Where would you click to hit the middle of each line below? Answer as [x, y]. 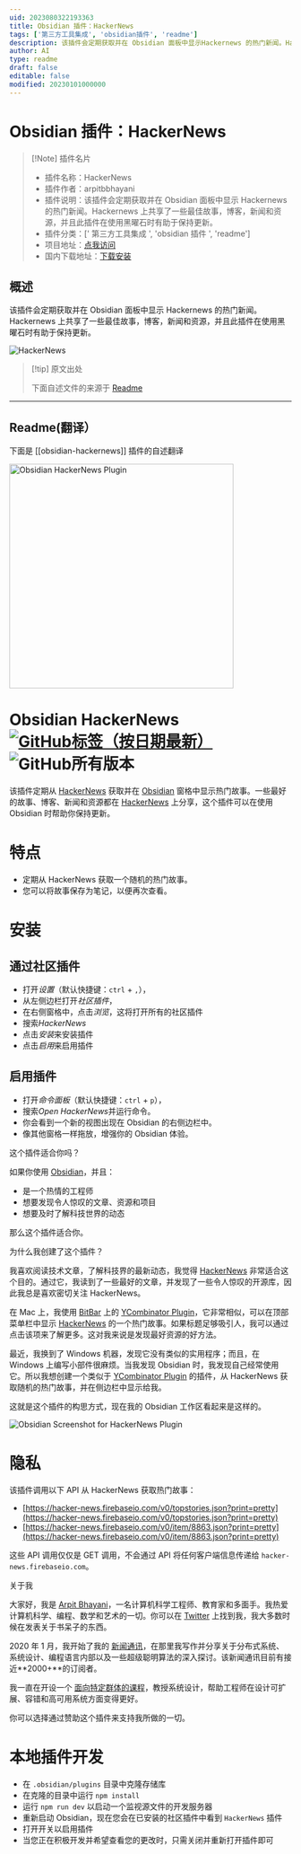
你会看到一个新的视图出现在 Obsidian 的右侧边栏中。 [119, 1122]
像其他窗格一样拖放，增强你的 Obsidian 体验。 [107, 1133]
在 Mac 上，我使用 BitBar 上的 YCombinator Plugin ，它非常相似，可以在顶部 [149, 1312]
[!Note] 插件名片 [61, 158]
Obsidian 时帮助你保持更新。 [62, 813]
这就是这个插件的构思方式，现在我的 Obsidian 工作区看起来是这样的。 [138, 1406]
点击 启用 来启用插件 [58, 1046]
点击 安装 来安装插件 [58, 1034]
